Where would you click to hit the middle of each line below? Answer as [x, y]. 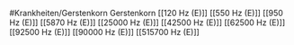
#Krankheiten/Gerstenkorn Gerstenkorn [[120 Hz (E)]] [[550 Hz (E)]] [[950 [146, 13]
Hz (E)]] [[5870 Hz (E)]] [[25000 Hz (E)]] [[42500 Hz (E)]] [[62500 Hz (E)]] [147, 22]
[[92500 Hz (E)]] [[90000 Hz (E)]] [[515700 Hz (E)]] [104, 32]
